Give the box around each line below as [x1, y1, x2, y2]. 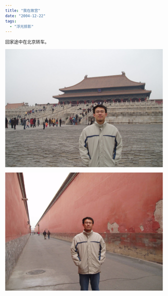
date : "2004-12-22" [5, 13, 46, 18]
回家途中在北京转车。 [5, 39, 49, 45]
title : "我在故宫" [5, 8, 41, 13]
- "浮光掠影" [9, 24, 34, 29]
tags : [5, 18, 16, 23]
